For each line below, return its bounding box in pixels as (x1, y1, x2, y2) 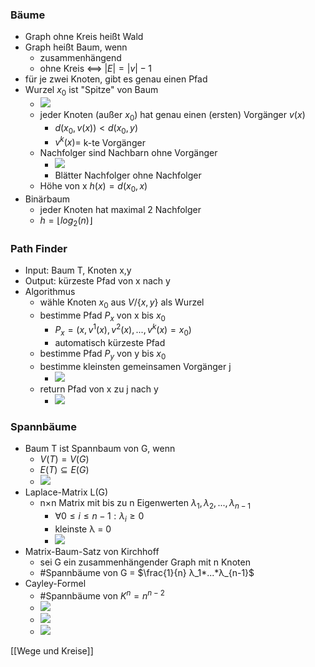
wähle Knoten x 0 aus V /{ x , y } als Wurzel (39, 296, 205, 311)
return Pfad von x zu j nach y (39, 383, 159, 395)
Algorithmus (24, 286, 76, 298)
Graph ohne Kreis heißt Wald (24, 31, 144, 43)
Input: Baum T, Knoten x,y (24, 264, 132, 277)
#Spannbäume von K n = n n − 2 (39, 588, 165, 602)
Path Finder (10, 241, 68, 255)
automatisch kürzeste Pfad (54, 337, 166, 349)
